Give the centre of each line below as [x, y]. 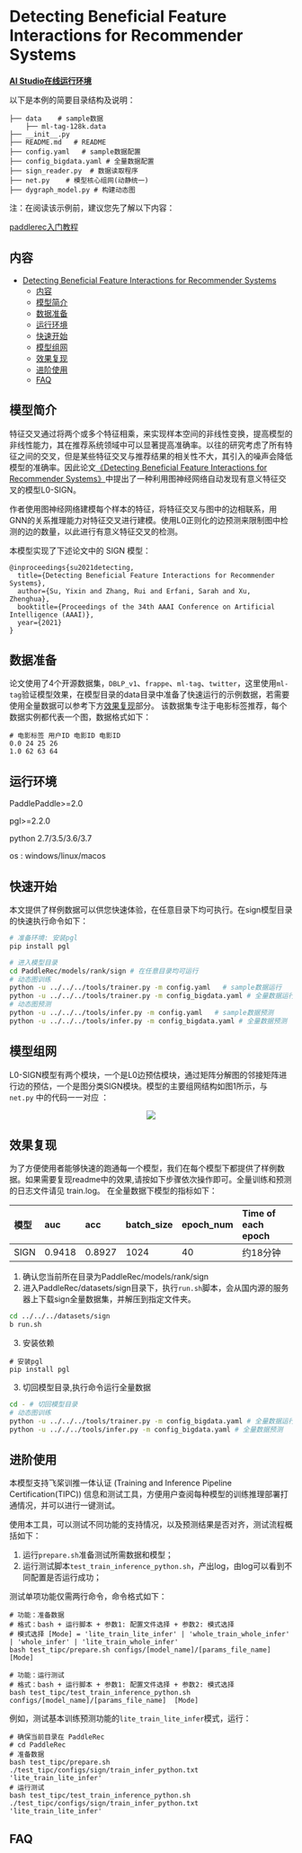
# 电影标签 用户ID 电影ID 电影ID [65, 736]
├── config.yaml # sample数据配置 [75, 151]
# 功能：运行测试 [37, 1675]
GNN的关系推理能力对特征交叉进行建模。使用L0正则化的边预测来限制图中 [145, 520]
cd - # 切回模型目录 [44, 1404]
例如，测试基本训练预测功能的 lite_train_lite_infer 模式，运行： [130, 1718]
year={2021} [40, 622]
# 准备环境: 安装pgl [44, 938]
